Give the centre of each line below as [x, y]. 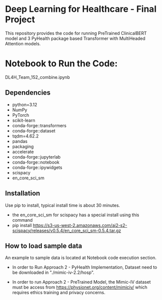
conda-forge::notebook [36, 162]
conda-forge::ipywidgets [37, 167]
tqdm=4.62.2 [25, 136]
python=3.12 [25, 104]
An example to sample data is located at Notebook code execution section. [81, 258]
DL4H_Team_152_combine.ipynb [38, 77]
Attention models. [23, 43]
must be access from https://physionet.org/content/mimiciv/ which [80, 287]
